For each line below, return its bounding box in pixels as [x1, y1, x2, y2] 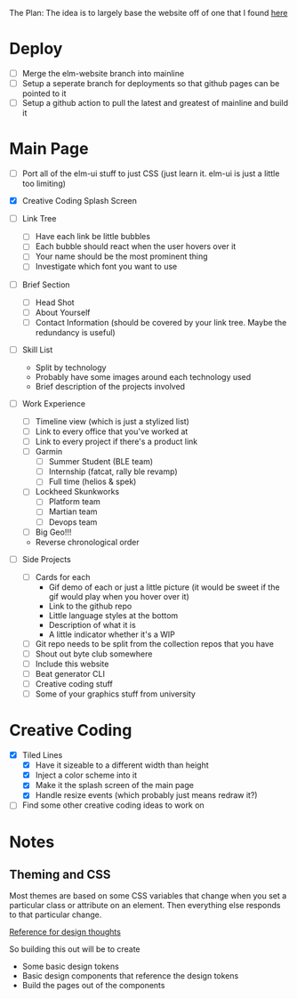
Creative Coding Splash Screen [21, 196, 138, 206]
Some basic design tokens [21, 961, 120, 972]
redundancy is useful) [35, 326, 116, 337]
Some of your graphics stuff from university [35, 689, 196, 699]
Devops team [48, 516, 98, 528]
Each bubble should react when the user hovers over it [35, 241, 237, 252]
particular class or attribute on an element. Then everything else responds [9, 900, 281, 911]
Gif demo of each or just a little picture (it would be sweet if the [48, 582, 280, 592]
